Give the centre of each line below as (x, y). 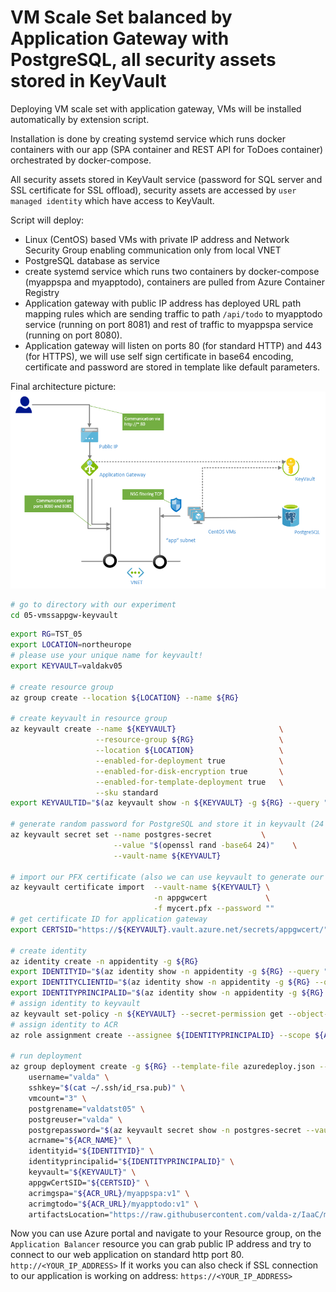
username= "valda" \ (69, 1077)
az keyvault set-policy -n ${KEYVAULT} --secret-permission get (147, 1014)
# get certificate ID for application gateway (109, 919)
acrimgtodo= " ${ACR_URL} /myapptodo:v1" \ (113, 1204)
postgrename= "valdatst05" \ (86, 1109)
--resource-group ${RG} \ (189, 740)
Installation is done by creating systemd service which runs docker (148, 138)
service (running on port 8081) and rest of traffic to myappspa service (169, 324)
